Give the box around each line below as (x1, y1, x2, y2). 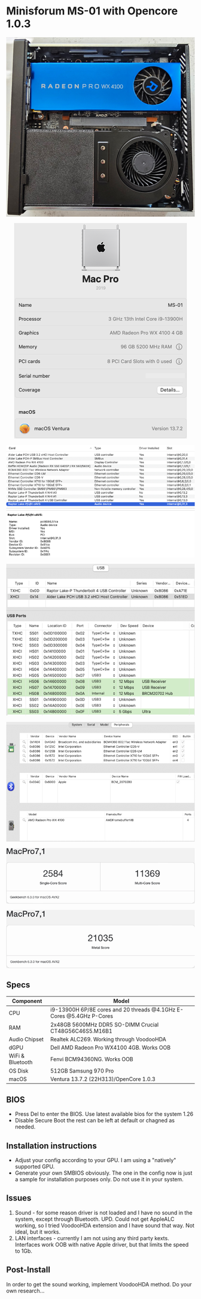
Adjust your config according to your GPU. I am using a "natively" (14, 1156, 176, 1163)
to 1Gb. (14, 1247, 33, 1255)
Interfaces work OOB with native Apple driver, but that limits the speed (14, 1241, 189, 1248)
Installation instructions (6, 1140, 97, 1151)
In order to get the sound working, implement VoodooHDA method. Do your (6, 1280, 193, 1288)
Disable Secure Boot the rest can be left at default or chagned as (14, 1117, 175, 1124)
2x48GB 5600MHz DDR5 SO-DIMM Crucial (50, 1021, 159, 1028)
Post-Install (6, 1265, 51, 1275)
